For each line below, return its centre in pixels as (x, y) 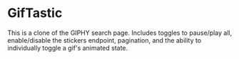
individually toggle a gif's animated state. (68, 48)
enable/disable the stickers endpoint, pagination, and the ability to (105, 40)
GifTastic (35, 13)
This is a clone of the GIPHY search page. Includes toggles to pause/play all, (120, 33)
